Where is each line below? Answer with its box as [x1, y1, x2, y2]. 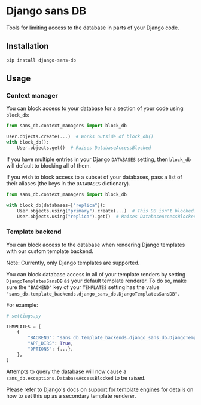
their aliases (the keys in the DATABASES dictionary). [6, 179, 130, 187]
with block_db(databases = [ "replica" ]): [6, 202, 106, 208]
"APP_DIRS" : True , [28, 340, 74, 346]
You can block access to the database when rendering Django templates [6, 241, 185, 248]
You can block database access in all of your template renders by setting [6, 270, 186, 278]
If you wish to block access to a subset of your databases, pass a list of [6, 173, 182, 181]
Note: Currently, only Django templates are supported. [6, 259, 140, 266]
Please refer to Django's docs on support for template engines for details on [6, 386, 194, 393]
